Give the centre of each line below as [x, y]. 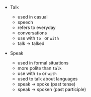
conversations [32, 33]
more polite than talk [39, 68]
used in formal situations [43, 63]
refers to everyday [36, 27]
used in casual [32, 17]
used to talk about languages [48, 79]
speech [25, 22]
